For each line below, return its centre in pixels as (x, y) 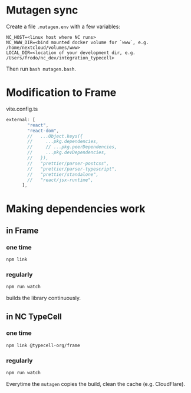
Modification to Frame (61, 93)
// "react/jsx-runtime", (60, 180)
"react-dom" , (43, 131)
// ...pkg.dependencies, (63, 142)
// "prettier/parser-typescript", (72, 169)
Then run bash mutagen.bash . (41, 69)
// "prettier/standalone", (63, 174)
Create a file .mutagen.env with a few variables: (63, 26)
